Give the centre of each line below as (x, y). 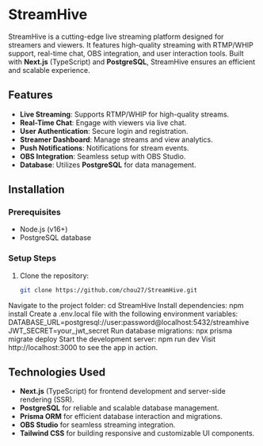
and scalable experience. (49, 70)
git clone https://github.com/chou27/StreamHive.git (109, 290)
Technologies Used (57, 372)
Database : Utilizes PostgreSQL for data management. (108, 165)
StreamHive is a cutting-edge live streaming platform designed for (116, 36)
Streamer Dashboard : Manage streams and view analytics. (116, 139)
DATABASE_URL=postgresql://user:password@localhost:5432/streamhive (129, 322)
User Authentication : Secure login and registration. (104, 131)
